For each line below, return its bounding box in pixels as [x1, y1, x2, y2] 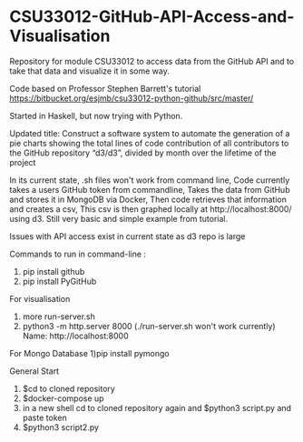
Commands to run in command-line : [9, 248, 147, 259]
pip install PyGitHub [22, 276, 97, 286]
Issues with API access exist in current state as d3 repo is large [9, 230, 246, 242]
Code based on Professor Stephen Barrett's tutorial [9, 83, 201, 94]
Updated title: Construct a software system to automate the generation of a [9, 127, 290, 138]
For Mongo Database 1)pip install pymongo [9, 347, 170, 358]
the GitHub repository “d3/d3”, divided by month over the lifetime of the [9, 147, 277, 158]
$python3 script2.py [22, 421, 100, 433]
